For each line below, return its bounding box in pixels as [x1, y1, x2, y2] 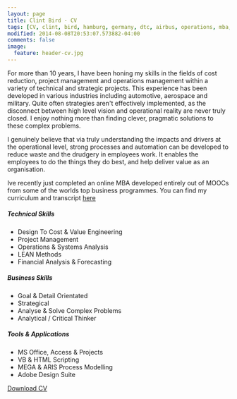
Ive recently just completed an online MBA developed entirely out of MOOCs [7, 178, 229, 187]
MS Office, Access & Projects [17, 348, 104, 356]
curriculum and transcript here [7, 193, 97, 202]
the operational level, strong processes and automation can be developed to [7, 142, 229, 151]
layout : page [7, 10, 46, 18]
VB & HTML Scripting [17, 355, 80, 364]
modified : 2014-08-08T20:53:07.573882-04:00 [7, 30, 140, 37]
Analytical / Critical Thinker [17, 314, 97, 322]
